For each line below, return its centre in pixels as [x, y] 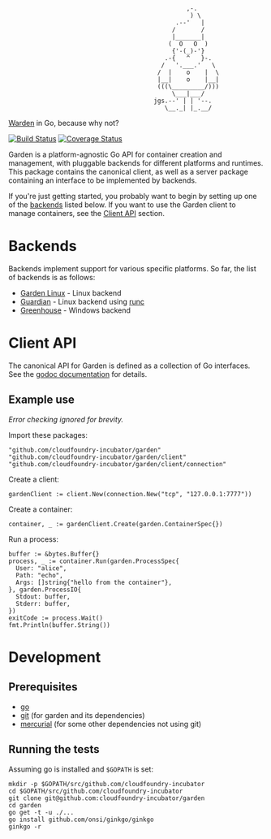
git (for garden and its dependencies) [82, 715]
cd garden [25, 805]
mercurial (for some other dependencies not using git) [111, 724]
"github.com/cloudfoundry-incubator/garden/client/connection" [118, 464]
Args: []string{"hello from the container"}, [94, 582]
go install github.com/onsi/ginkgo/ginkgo [81, 820]
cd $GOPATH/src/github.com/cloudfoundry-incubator [96, 791]
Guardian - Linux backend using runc [82, 301]
